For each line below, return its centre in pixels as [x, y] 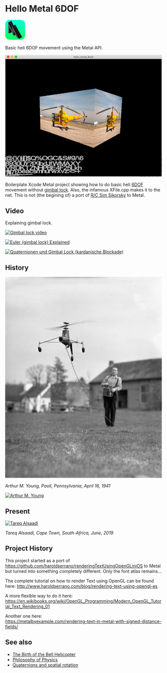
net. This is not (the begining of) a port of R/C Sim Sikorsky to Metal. [75, 195]
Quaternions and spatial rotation [45, 665]
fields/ [12, 627]
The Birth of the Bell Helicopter [44, 654]
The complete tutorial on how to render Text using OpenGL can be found [80, 581]
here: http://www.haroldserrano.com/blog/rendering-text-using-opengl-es [82, 586]
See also [19, 642]
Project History [29, 549]
